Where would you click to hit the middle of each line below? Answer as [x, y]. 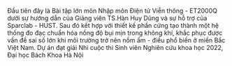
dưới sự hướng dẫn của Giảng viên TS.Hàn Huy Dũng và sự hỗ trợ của [107, 18]
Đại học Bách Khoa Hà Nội [45, 55]
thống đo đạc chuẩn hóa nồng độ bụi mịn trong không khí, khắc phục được [115, 33]
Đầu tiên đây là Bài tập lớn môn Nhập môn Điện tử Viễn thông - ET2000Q [113, 11]
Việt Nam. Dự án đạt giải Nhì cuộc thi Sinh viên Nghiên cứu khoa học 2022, [115, 48]
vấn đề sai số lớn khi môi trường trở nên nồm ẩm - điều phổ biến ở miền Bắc [116, 40]
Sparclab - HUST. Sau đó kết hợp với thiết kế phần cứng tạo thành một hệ [113, 25]
